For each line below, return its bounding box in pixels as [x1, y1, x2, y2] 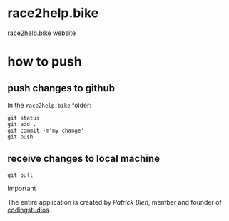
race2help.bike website [7, 29, 76, 37]
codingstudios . [7, 205, 51, 214]
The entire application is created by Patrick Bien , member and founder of [7, 197, 223, 206]
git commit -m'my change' [7, 127, 84, 134]
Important [7, 184, 36, 192]
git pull [7, 171, 34, 179]
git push [7, 133, 34, 140]
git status [7, 114, 40, 122]
